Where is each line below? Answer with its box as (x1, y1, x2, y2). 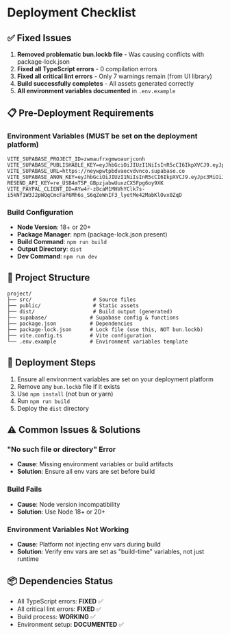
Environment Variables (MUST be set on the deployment (7, 132, 198, 141)
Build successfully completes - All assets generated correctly (16, 80, 194, 87)
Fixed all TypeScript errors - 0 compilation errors (16, 65, 157, 73)
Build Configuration (7, 207, 74, 217)
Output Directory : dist (16, 245, 82, 253)
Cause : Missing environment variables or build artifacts (16, 460, 174, 468)
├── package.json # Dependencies (7, 320, 133, 327)
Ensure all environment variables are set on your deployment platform (16, 375, 214, 383)
